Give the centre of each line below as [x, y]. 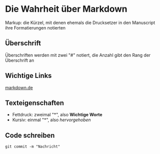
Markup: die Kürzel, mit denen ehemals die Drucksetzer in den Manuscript [80, 23]
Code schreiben [30, 135]
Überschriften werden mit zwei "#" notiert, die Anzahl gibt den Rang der [78, 55]
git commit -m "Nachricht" [33, 147]
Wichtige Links [28, 76]
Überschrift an [20, 60]
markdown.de [19, 87]
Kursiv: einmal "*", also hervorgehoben [52, 120]
